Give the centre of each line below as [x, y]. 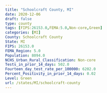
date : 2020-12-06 [23, 14]
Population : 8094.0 [25, 55]
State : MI [15, 42]
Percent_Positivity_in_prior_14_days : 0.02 [51, 74]
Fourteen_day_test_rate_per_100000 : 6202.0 [51, 69]
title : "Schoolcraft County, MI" [39, 10]
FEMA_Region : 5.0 [23, 51]
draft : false [18, 19]
